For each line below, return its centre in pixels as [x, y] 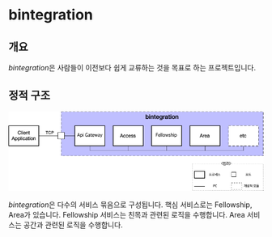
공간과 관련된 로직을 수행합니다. [73, 225]
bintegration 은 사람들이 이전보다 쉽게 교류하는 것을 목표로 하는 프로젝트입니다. [132, 68]
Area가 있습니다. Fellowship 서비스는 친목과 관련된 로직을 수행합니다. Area [127, 214]
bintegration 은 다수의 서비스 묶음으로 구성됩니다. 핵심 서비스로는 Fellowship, [130, 205]
